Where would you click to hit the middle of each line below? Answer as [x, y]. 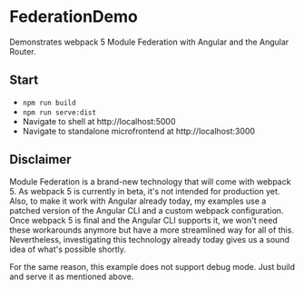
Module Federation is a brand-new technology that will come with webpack [150, 181]
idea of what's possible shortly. [68, 249]
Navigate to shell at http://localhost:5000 [99, 121]
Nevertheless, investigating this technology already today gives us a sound [150, 239]
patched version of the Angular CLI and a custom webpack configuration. [147, 210]
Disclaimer [40, 159]
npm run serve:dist [59, 112]
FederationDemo [74, 17]
